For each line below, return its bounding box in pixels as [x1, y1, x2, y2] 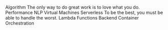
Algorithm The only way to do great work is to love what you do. [5, 4, 140, 10]
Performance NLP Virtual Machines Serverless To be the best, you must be [5, 9, 163, 15]
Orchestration [5, 20, 34, 26]
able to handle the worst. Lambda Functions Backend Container [5, 15, 139, 20]
